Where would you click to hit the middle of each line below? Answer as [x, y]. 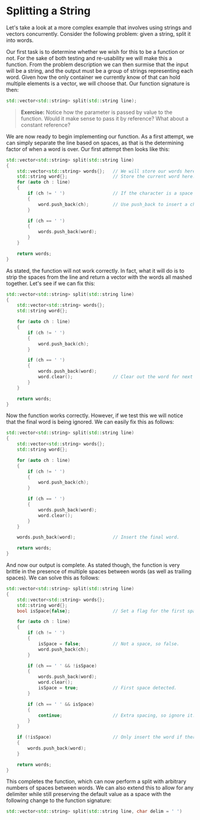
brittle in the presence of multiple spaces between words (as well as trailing [99, 572]
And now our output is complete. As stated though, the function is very [93, 565]
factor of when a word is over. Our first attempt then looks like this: [88, 149]
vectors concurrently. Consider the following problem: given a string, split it [99, 33]
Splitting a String [49, 11]
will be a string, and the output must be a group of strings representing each [100, 70]
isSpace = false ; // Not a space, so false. [109, 644]
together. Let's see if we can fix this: [51, 283]
